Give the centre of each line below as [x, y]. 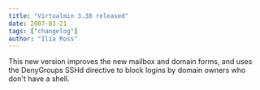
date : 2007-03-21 [38, 24]
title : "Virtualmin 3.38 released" [69, 16]
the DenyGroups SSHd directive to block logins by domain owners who [127, 71]
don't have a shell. [39, 79]
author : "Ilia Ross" [43, 39]
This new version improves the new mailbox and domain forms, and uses [130, 62]
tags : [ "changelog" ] [43, 31]
